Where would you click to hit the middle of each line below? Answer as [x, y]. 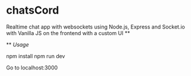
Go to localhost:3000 [32, 67]
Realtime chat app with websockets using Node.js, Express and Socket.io [95, 27]
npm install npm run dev [36, 56]
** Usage [18, 45]
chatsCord [33, 10]
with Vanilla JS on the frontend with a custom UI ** [68, 33]
